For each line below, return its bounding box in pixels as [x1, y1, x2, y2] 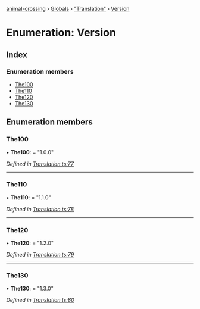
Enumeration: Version [6, 26, 116, 39]
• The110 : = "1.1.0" [6, 193, 52, 201]
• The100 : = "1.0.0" [6, 148, 54, 155]
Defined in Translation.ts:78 [6, 205, 74, 213]
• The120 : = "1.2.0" [6, 239, 54, 246]
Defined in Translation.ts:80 [6, 296, 74, 304]
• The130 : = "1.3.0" [6, 285, 54, 292]
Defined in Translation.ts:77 [6, 160, 74, 167]
